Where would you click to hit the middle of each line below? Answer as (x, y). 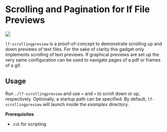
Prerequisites (20, 114)
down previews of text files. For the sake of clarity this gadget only (75, 49)
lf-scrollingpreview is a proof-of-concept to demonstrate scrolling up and (84, 44)
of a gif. (13, 65)
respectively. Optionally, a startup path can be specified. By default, (76, 99)
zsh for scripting (29, 124)
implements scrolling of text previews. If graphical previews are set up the (82, 54)
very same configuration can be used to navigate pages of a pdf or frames (83, 60)
